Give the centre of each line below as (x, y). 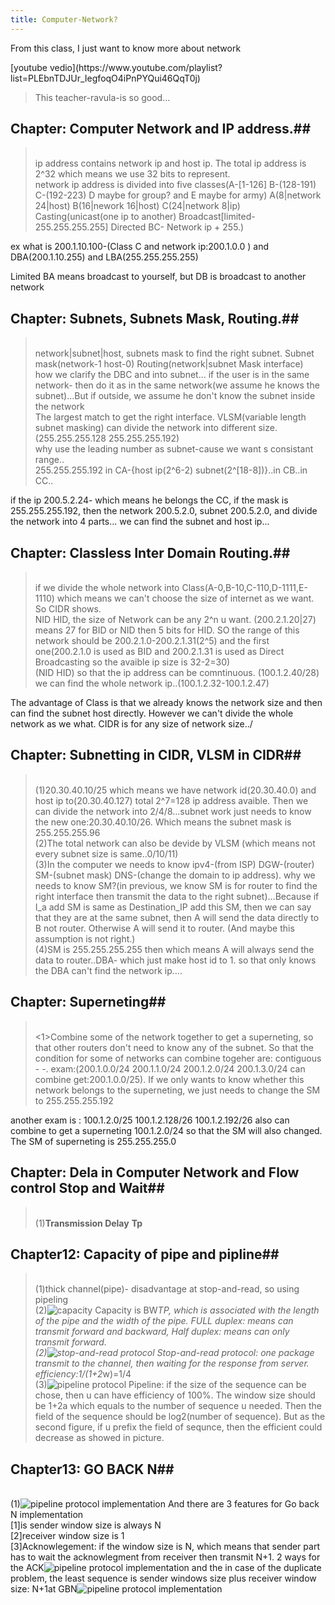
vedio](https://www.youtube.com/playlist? (136, 67)
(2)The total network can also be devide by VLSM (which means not (175, 843)
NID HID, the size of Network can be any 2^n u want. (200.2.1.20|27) (175, 620)
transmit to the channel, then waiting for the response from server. (172, 1363)
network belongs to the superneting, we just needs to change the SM (177, 1090)
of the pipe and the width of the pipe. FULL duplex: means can (164, 1321)
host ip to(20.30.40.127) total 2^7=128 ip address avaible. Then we (171, 800)
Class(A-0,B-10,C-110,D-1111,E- (244, 588)
